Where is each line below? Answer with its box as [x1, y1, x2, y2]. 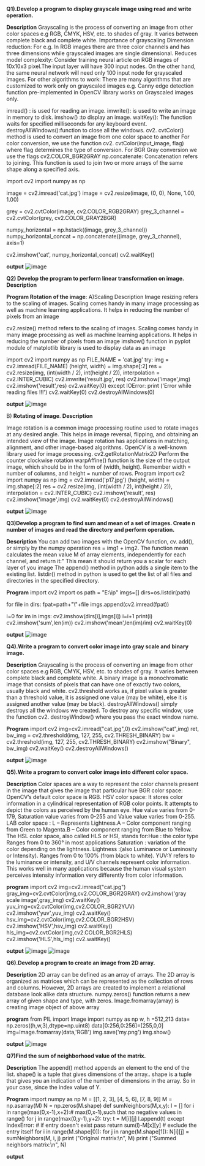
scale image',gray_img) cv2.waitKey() [6, 896, 100, 903]
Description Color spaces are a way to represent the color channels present [6, 781, 199, 787]
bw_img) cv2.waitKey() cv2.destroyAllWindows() [6, 744, 129, 752]
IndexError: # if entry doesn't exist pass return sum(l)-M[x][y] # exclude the [6, 1121, 197, 1129]
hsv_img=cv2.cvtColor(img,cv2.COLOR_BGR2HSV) [6, 916, 135, 923]
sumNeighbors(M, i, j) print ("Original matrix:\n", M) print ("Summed [6, 1135, 176, 1141]
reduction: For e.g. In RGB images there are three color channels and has [6, 43, 190, 50]
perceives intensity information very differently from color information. [6, 871, 184, 879]
